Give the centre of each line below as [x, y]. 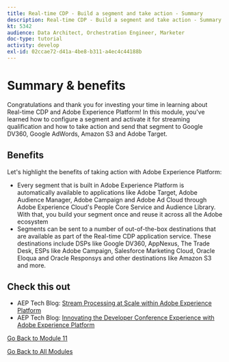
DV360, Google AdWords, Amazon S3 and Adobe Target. [87, 134]
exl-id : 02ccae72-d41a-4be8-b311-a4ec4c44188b [75, 52]
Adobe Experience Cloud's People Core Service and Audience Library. [116, 207]
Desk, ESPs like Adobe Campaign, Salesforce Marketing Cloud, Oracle [116, 250]
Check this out [39, 287]
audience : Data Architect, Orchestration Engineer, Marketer [96, 33]
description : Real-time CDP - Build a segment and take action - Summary [114, 20]
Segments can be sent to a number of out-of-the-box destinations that [117, 229]
